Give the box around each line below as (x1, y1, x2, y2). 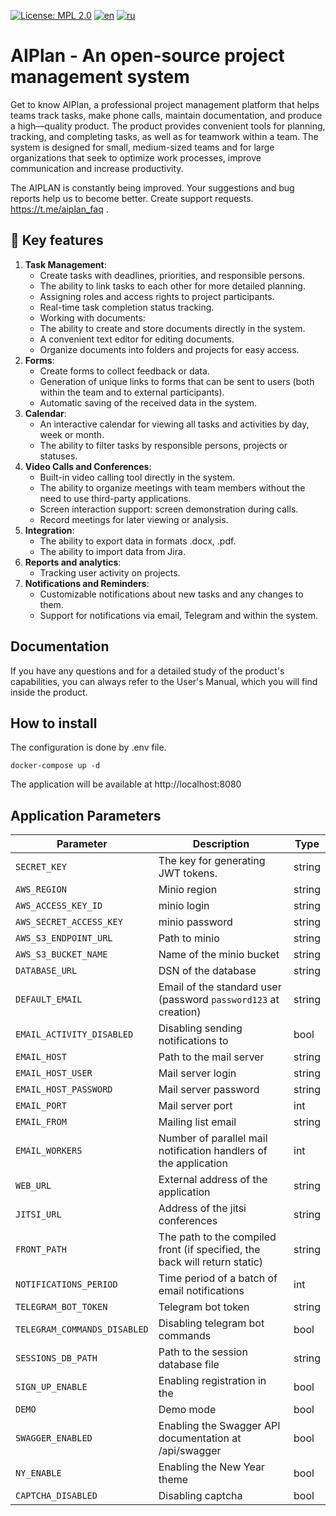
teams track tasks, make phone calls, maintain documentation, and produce (10, 109, 323, 121)
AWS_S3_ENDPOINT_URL (15, 933, 113, 944)
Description (192, 837, 250, 851)
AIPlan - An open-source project (10, 45, 285, 67)
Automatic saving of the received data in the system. (39, 396, 257, 409)
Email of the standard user (158, 980, 282, 994)
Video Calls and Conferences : (24, 460, 152, 472)
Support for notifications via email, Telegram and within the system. (39, 609, 319, 621)
